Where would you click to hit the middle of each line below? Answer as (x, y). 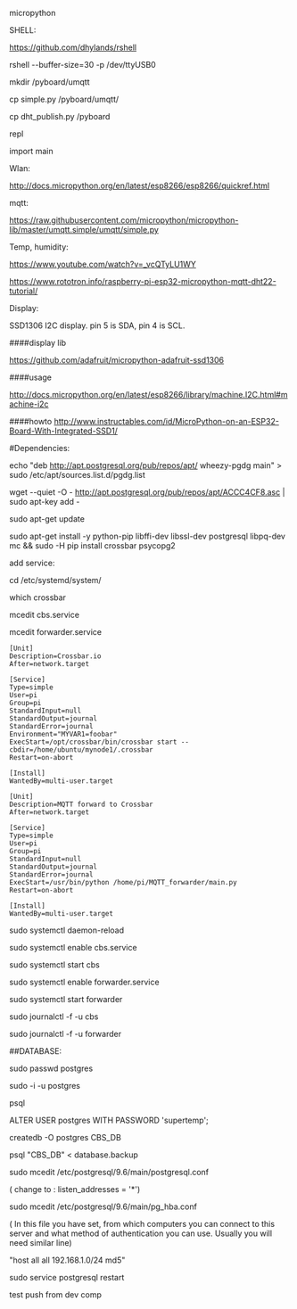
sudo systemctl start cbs (54, 965)
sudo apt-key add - (45, 502)
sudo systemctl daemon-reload (67, 930)
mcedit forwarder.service (56, 632)
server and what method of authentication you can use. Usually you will (141, 1233)
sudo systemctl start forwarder (66, 999)
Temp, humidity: (39, 247)
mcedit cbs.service (45, 615)
